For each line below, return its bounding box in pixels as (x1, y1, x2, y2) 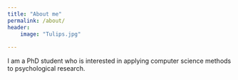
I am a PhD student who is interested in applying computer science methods (7, 56, 232, 65)
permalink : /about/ (7, 17, 66, 24)
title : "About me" (7, 10, 62, 18)
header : (7, 24, 31, 31)
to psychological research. (7, 64, 86, 73)
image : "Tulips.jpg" (20, 30, 81, 38)
